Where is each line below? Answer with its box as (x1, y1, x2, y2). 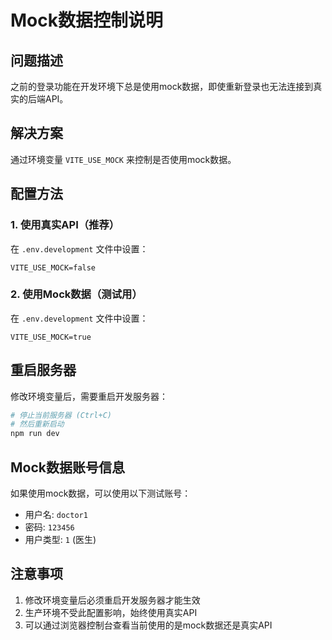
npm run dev (10, 429, 60, 439)
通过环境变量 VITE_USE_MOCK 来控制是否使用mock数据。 (10, 153, 237, 165)
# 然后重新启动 (10, 419, 65, 430)
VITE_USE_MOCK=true (10, 332, 92, 342)
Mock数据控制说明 (10, 9, 163, 32)
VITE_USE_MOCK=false (10, 262, 97, 273)
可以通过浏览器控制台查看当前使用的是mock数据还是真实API (24, 619, 273, 631)
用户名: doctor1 (24, 509, 88, 521)
